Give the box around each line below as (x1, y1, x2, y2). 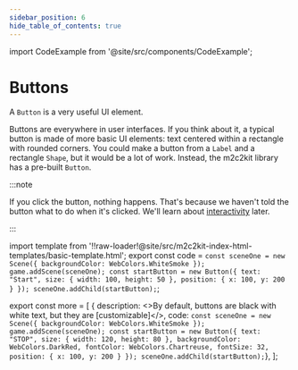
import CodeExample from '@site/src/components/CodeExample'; (9, 46, 252, 56)
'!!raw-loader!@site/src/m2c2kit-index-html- (88, 240, 252, 251)
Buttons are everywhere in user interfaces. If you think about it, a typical (9, 124, 275, 135)
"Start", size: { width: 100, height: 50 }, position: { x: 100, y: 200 (9, 275, 286, 284)
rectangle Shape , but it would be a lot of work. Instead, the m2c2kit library (9, 153, 279, 164)
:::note (9, 180, 33, 190)
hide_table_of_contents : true (9, 21, 122, 30)
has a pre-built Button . (9, 162, 92, 172)
